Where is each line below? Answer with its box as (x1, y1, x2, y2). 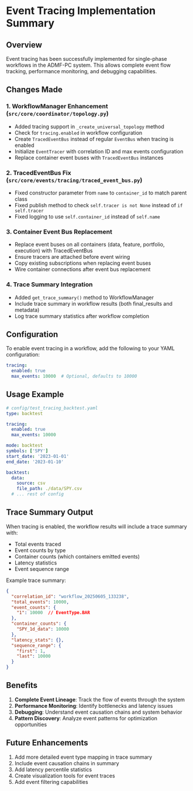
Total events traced (14, 540, 61, 547)
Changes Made (6, 85, 63, 95)
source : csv (16, 480, 46, 487)
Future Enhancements (6, 738, 89, 748)
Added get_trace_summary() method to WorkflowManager (14, 294, 154, 301)
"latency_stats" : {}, (11, 637, 64, 643)
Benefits (6, 680, 38, 690)
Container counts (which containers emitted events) (14, 553, 140, 560)
